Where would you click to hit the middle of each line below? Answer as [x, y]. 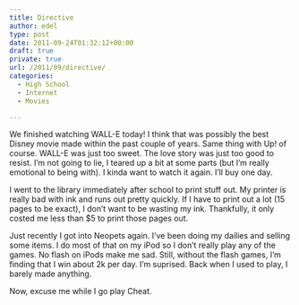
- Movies [34, 101]
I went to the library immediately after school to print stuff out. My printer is [148, 190]
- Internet [38, 92]
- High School [43, 84]
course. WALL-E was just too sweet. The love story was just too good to [142, 153]
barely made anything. [51, 274]
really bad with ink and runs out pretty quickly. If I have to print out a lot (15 [147, 199]
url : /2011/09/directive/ [57, 68]
